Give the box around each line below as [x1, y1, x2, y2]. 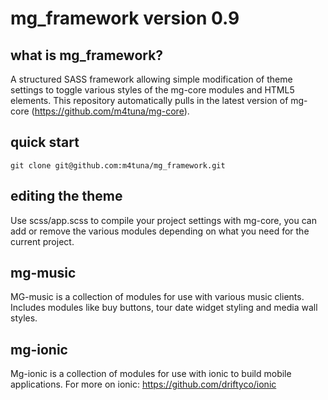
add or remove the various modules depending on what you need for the [10, 225, 310, 237]
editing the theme [10, 188, 123, 205]
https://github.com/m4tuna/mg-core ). [34, 105, 190, 117]
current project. [10, 235, 75, 247]
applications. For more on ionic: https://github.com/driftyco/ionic [10, 378, 277, 391]
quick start [10, 134, 80, 151]
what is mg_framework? [10, 47, 164, 64]
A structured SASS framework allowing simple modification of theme [10, 73, 293, 85]
